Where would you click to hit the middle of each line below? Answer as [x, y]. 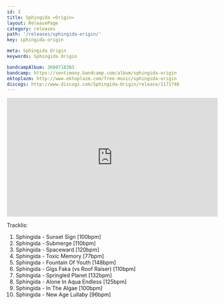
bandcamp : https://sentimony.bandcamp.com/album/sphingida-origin [92, 73]
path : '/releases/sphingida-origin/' [54, 34]
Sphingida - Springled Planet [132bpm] [64, 276]
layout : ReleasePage [33, 23]
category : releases [31, 29]
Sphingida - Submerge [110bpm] [55, 243]
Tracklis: [17, 225]
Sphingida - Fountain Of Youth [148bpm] [66, 262]
